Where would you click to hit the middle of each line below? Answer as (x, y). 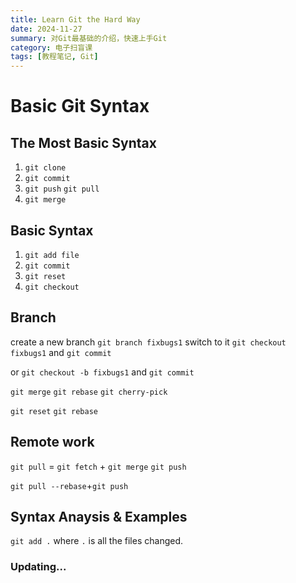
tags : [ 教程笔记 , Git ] (54, 57)
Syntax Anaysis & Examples (99, 516)
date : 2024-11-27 (46, 29)
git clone (45, 168)
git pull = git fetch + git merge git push (98, 466)
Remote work (52, 442)
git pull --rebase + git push (69, 485)
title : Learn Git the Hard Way (75, 19)
